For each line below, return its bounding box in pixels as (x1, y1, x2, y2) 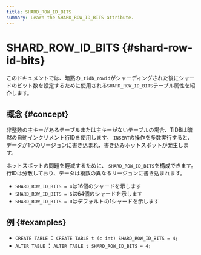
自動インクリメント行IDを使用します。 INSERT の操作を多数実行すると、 (16, 134, 193, 141)
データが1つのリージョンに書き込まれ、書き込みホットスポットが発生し (6, 141, 183, 149)
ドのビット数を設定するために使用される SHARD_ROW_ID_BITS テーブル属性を (6, 82, 190, 89)
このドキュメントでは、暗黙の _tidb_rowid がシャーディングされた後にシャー (6, 74, 195, 82)
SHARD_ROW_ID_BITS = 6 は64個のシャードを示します (15, 190, 143, 197)
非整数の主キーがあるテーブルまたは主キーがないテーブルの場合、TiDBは (6, 126, 188, 134)
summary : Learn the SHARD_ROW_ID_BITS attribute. (6, 15, 134, 21)
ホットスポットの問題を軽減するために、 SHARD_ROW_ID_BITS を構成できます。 (6, 162, 197, 169)
